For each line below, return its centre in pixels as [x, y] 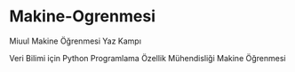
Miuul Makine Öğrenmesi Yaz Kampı [76, 41]
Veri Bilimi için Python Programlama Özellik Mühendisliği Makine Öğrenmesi [147, 58]
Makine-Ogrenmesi [82, 16]
